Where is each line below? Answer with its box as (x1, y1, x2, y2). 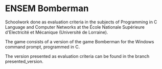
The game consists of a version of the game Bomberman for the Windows (5, 38, 154, 44)
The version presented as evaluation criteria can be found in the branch (5, 53, 150, 59)
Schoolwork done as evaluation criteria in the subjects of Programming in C (5, 19, 158, 25)
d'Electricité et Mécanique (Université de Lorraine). (5, 29, 109, 35)
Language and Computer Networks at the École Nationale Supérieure (5, 24, 145, 30)
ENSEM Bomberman (5, 3, 89, 14)
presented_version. (5, 58, 44, 64)
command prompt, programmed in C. (5, 44, 80, 50)
